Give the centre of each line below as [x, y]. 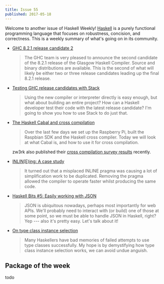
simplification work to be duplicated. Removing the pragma [84, 176]
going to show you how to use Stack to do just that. [76, 113]
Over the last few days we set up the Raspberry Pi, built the [84, 132]
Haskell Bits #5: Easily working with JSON [54, 196]
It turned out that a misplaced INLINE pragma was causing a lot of [91, 171]
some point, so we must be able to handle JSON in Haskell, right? [90, 215]
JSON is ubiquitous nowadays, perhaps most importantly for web [90, 205]
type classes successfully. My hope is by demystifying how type [89, 245]
